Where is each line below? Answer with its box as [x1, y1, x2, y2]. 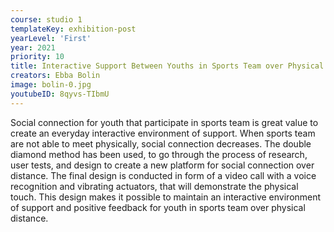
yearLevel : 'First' [10, 33, 92, 43]
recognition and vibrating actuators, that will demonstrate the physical [10, 180, 299, 192]
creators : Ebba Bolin [10, 71, 101, 81]
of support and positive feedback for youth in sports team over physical [10, 201, 306, 213]
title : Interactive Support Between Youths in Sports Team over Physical [10, 61, 325, 71]
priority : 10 [10, 52, 65, 62]
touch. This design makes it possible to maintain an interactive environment [10, 191, 322, 203]
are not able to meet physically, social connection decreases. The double [10, 137, 312, 150]
